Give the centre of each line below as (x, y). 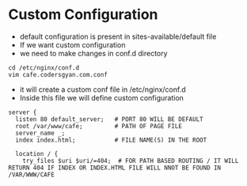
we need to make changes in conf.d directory (93, 53)
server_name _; (40, 133)
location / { (37, 154)
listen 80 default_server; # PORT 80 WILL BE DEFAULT (109, 119)
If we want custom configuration (72, 44)
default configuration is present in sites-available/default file (118, 36)
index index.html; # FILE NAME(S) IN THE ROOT (111, 140)
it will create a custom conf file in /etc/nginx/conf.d (103, 89)
